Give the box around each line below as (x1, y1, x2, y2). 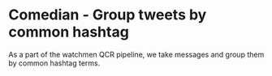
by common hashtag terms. (8, 58, 101, 68)
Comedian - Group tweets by (8, 6, 207, 24)
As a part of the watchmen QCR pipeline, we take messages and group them (8, 49, 265, 59)
